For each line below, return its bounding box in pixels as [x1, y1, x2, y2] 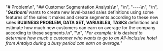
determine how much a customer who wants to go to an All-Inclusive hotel [5, 35, 157, 41]
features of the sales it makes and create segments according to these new [5, 15, 159, 20]
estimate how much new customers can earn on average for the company [5, 25, 156, 31]
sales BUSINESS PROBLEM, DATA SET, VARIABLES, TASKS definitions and [5, 19, 159, 25]
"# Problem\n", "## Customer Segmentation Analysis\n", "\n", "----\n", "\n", [5, 4, 158, 10]
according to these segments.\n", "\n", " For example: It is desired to [5, 30, 143, 35]
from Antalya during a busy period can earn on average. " [5, 40, 123, 46]
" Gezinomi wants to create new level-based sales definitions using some [5, 9, 154, 15]
